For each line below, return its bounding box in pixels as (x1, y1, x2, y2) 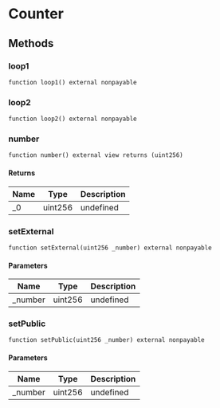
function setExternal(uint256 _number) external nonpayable (8, 244, 213, 252)
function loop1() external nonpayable (8, 78, 137, 86)
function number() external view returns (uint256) (8, 151, 183, 159)
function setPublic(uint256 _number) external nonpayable (8, 336, 205, 344)
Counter (8, 5, 64, 23)
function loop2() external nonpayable (8, 115, 137, 124)
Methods (8, 37, 54, 50)
